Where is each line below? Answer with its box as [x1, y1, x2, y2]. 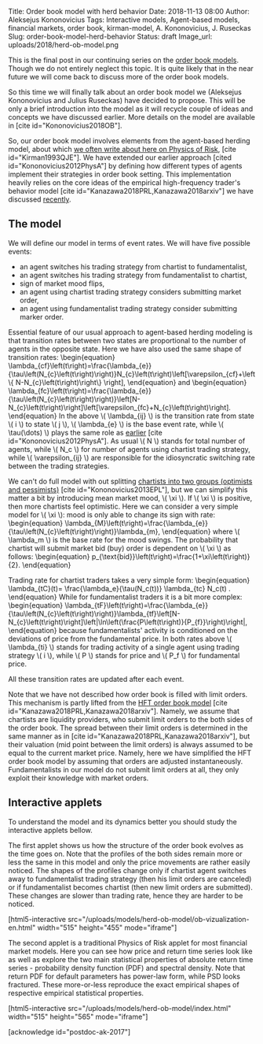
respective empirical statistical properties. [8, 988, 144, 998]
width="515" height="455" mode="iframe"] [37, 923, 177, 932]
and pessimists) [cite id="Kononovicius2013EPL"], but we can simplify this [8, 484, 248, 494]
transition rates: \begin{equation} [8, 352, 115, 361]
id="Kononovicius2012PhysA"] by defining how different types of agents [8, 161, 243, 170]
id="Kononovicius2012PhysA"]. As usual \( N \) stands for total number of [8, 436, 246, 446]
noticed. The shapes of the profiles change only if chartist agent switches [8, 865, 247, 875]
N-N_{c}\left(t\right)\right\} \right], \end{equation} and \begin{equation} [15, 377, 247, 387]
